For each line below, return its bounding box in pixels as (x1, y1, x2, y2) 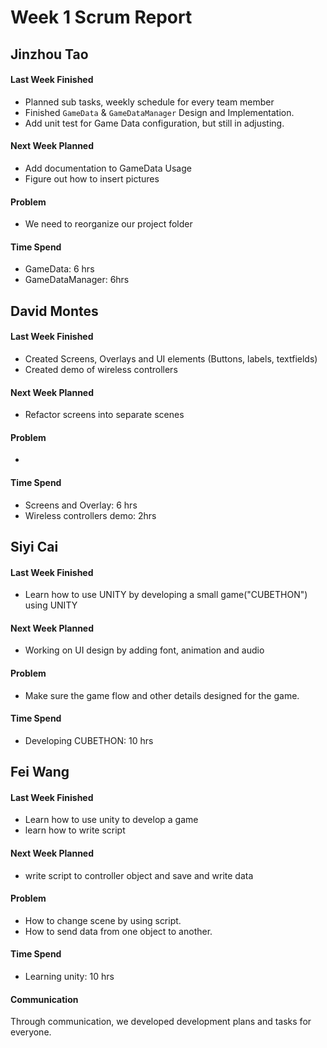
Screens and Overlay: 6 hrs (24, 499, 138, 511)
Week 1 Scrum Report (10, 6, 193, 29)
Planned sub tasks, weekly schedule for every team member (24, 96, 275, 108)
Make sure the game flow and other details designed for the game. (24, 689, 300, 701)
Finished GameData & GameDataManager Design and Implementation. (24, 106, 295, 118)
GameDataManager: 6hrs (24, 274, 130, 286)
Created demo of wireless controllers (24, 363, 178, 375)
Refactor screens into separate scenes (24, 409, 185, 421)
